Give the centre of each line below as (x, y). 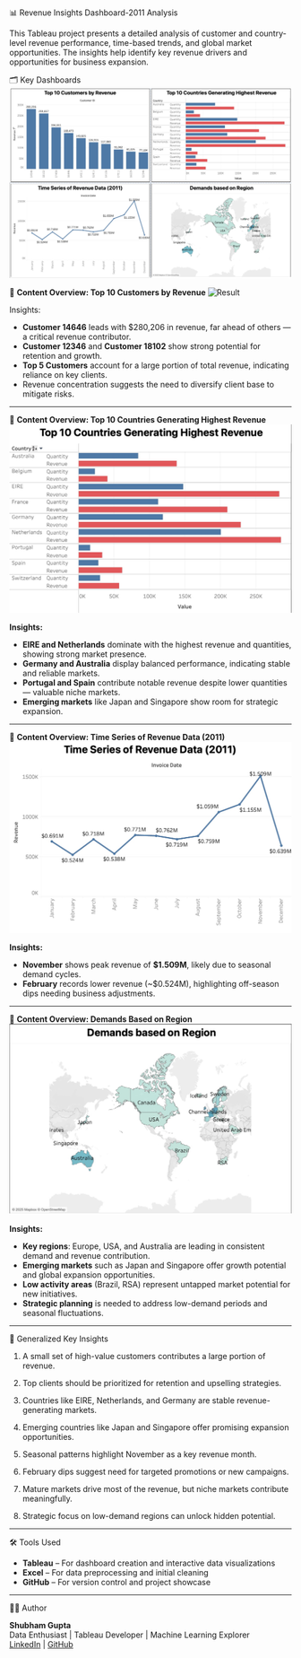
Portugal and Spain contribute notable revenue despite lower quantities (155, 683)
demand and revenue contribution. (86, 1256)
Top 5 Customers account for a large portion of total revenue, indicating (155, 365)
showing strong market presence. (84, 654)
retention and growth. (62, 356)
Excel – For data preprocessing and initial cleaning (115, 1573)
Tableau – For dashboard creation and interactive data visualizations (149, 1563)
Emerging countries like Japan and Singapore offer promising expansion (155, 1427)
